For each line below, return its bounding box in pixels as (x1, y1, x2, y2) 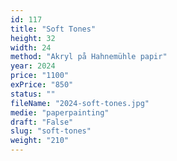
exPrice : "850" (10, 80, 74, 90)
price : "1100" (10, 71, 70, 81)
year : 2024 (10, 61, 56, 71)
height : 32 (10, 33, 56, 43)
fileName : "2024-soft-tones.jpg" (10, 98, 150, 108)
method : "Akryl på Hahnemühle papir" (10, 52, 168, 62)
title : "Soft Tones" (10, 24, 97, 34)
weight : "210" (10, 136, 70, 146)
